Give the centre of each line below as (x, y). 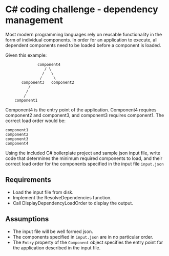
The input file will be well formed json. (53, 231)
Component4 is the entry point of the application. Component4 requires (81, 110)
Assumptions (27, 219)
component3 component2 (48, 82)
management (34, 20)
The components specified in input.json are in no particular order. (83, 237)
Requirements (28, 180)
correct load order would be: (35, 121)
